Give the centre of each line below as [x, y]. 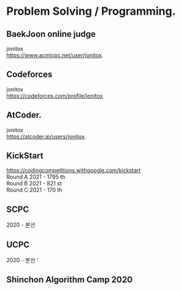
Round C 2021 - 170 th [34, 190]
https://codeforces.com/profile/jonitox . [55, 96]
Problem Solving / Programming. [91, 11]
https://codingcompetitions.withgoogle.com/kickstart [74, 171]
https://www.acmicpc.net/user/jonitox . [55, 55]
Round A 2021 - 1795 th [36, 177]
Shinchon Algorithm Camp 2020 [70, 280]
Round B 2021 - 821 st [34, 184]
